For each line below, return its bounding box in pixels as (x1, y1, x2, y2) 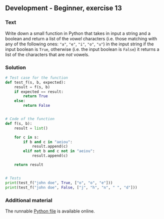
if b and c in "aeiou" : (23, 139, 72, 144)
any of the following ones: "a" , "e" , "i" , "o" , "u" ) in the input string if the (5, 41, 154, 47)
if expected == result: (14, 89, 64, 94)
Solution (5, 64, 26, 71)
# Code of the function (5, 117, 55, 122)
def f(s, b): (5, 121, 32, 126)
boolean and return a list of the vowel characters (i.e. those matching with (5, 35, 157, 41)
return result (14, 162, 43, 168)
